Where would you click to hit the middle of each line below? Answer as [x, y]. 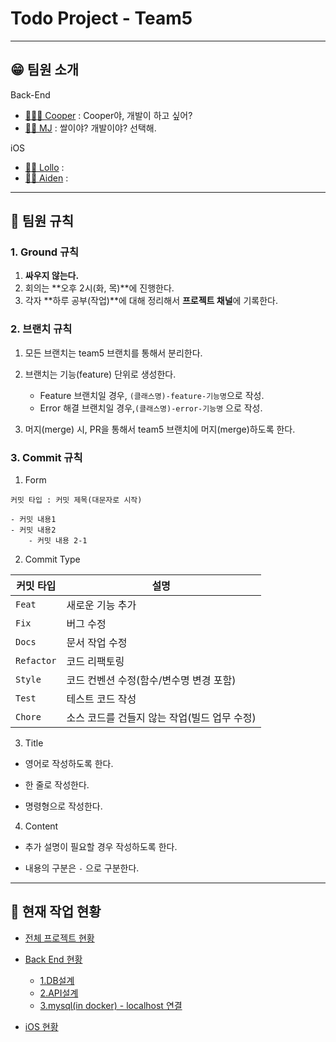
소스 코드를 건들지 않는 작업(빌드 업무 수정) [161, 718]
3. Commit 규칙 [46, 457]
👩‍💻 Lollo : [44, 167]
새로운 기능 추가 [101, 605]
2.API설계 [59, 993]
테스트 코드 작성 [101, 699]
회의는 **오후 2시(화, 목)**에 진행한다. [99, 288]
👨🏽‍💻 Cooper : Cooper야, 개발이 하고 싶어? [108, 115]
